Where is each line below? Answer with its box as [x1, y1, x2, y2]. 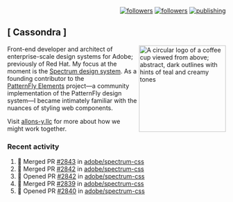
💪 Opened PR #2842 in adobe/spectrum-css [17, 172, 145, 181]
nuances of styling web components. [7, 104, 113, 112]
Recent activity [7, 142, 60, 151]
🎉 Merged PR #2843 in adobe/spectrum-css [17, 158, 144, 166]
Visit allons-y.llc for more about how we [7, 117, 121, 125]
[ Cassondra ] [7, 26, 67, 38]
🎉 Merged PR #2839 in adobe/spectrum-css [17, 180, 144, 188]
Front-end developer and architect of [7, 45, 113, 53]
